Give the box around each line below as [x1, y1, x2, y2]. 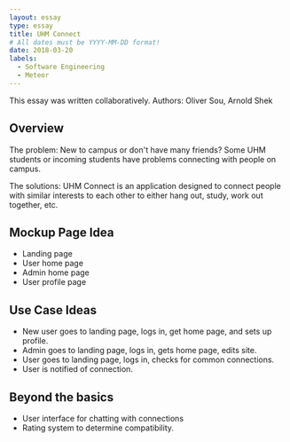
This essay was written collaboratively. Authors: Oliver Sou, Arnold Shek [9, 95, 273, 106]
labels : [9, 54, 38, 63]
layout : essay [9, 12, 62, 22]
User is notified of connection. [21, 364, 133, 375]
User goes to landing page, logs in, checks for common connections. [21, 354, 275, 365]
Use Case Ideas [9, 303, 98, 318]
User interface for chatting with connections [21, 414, 184, 423]
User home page [21, 258, 84, 269]
